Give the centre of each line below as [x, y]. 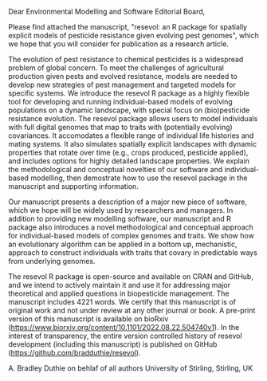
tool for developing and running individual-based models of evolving [120, 102]
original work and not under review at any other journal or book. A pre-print [132, 310]
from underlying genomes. [52, 261]
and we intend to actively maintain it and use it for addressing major [120, 285]
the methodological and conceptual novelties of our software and [116, 169]
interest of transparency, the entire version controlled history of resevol [125, 336]
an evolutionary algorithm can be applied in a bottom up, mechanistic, [123, 244]
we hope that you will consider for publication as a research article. [119, 44]
